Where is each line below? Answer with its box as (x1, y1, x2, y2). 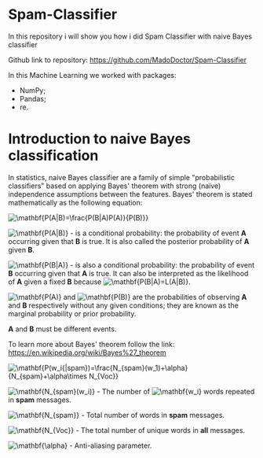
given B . (8, 245, 35, 254)
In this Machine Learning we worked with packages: (8, 70, 177, 79)
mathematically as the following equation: (8, 198, 143, 207)
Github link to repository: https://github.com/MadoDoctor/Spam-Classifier (8, 55, 247, 65)
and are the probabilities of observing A (63, 292, 247, 301)
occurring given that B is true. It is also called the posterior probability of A (8, 236, 250, 246)
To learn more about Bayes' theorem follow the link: (8, 339, 175, 349)
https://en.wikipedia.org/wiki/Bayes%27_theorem (8, 348, 166, 357)
